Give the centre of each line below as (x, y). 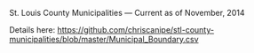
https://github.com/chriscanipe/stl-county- (136, 30)
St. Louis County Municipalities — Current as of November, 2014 (127, 13)
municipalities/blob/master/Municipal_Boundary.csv (104, 39)
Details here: (32, 30)
